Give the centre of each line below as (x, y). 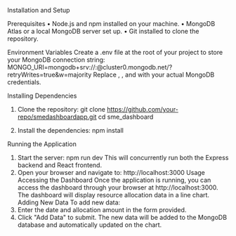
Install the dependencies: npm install (71, 130)
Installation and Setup (39, 10)
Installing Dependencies (42, 96)
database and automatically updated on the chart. (90, 225)
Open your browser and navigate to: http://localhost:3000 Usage (111, 172)
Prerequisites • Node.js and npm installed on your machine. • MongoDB (111, 24)
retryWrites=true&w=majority (50, 74)
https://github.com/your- (143, 109)
